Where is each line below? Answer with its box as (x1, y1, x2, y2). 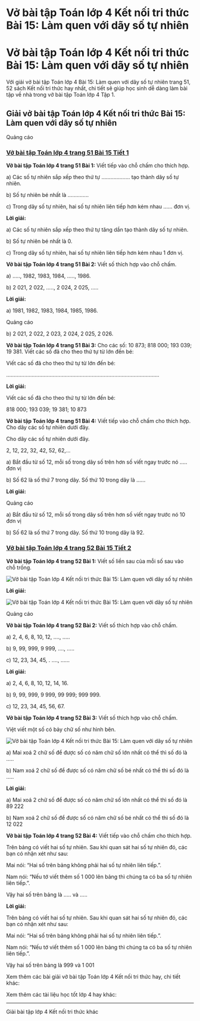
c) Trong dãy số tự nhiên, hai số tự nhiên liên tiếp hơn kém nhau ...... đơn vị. (6, 203, 190, 210)
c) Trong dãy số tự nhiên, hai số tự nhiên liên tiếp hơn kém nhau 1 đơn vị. (6, 249, 184, 257)
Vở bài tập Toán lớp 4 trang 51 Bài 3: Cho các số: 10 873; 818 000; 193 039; (6, 342, 192, 349)
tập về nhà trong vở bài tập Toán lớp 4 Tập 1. (6, 91, 115, 98)
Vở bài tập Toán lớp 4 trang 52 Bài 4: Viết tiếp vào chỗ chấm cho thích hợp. (6, 832, 192, 839)
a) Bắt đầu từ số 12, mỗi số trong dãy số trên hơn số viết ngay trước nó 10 (6, 511, 186, 519)
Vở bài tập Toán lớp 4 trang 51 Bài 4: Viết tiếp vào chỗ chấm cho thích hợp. (6, 418, 191, 425)
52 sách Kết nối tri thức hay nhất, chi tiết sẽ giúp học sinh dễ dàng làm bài (6, 85, 187, 92)
